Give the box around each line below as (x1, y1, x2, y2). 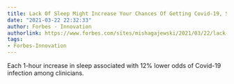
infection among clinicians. (7, 69, 84, 77)
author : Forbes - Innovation (7, 23, 92, 30)
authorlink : (7, 29, 42, 37)
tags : (7, 36, 23, 43)
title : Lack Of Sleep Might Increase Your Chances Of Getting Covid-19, (7, 10, 223, 17)
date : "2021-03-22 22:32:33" (7, 17, 92, 24)
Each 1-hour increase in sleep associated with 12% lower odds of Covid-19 (7, 62, 221, 69)
